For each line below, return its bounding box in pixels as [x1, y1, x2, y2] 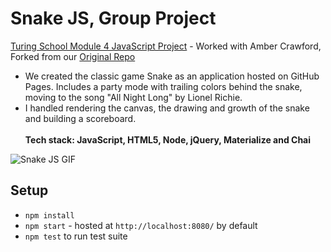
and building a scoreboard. [24, 112, 137, 124]
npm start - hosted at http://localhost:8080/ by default [24, 219, 258, 231]
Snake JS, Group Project [10, 7, 217, 30]
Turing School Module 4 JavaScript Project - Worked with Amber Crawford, [10, 40, 322, 52]
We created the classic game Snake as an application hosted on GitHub [24, 70, 320, 82]
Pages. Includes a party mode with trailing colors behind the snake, [24, 80, 303, 92]
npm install [24, 210, 75, 221]
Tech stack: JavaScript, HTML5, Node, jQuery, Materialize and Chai [24, 133, 312, 146]
